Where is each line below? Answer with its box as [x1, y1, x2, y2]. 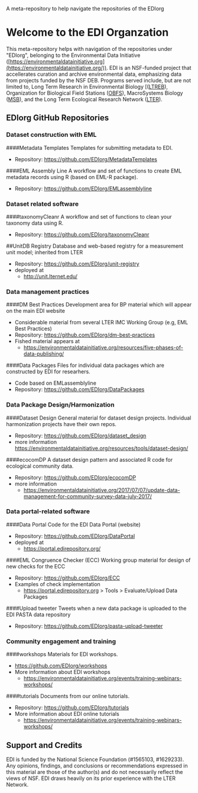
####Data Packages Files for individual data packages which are [6, 362, 164, 369]
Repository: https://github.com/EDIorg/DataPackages [14, 386, 145, 393]
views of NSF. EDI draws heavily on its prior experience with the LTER [6, 775, 176, 782]
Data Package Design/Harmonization [6, 401, 115, 409]
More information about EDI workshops [14, 669, 111, 676]
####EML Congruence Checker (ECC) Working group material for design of [6, 557, 191, 564]
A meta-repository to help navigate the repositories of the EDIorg [6, 5, 164, 12]
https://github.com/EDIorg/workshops [14, 662, 108, 669]
